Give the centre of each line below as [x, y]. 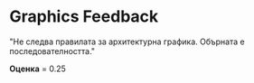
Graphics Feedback [84, 17]
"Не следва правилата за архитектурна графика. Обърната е [127, 41]
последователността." [52, 51]
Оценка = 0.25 [38, 69]
